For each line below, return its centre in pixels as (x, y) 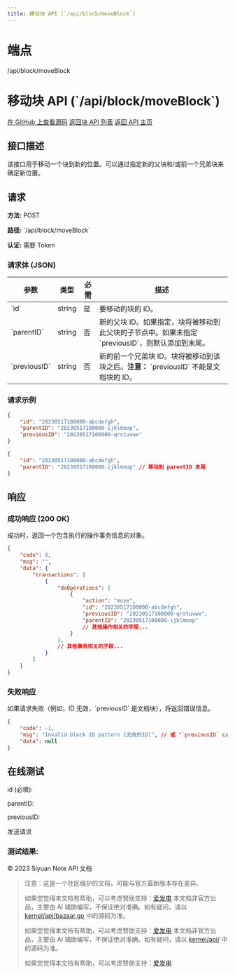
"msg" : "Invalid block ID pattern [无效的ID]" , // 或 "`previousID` (120, 735)
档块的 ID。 (117, 377)
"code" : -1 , (37, 728)
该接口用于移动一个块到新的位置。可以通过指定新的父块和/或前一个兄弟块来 (116, 164)
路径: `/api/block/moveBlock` (49, 230)
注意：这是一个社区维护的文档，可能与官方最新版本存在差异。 (113, 883)
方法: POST (24, 215)
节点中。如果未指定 (166, 332)
